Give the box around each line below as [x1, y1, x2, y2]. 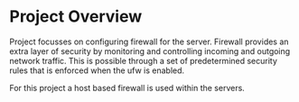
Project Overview [9, 6, 143, 27]
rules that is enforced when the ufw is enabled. [9, 65, 185, 76]
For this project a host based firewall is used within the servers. [9, 82, 246, 93]
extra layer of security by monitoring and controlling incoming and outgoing [9, 45, 291, 56]
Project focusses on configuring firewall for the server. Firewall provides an [9, 36, 289, 47]
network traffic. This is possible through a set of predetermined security [9, 55, 278, 66]
